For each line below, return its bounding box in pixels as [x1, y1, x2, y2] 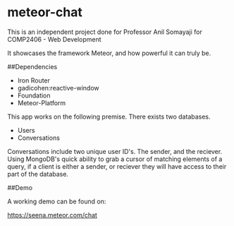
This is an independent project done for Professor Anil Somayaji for [7, 28, 202, 36]
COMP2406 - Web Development [7, 35, 101, 43]
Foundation [17, 91, 51, 100]
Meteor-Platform [17, 98, 66, 107]
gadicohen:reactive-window [17, 83, 99, 92]
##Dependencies [7, 62, 58, 71]
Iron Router [17, 76, 51, 85]
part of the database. [7, 169, 69, 178]
